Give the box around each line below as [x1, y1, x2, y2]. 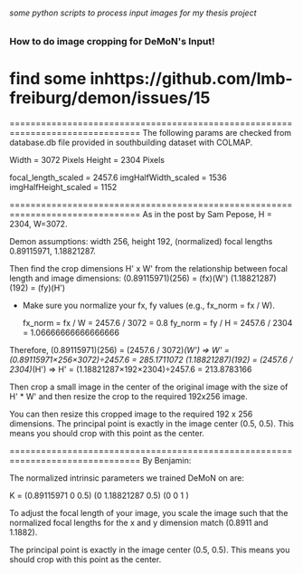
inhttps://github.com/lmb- [90, 69, 293, 90]
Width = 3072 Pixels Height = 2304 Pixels [9, 155, 166, 166]
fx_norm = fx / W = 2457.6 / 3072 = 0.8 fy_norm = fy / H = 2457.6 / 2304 [22, 318, 293, 329]
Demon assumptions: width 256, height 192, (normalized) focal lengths [9, 236, 273, 247]
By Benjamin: [142, 455, 192, 466]
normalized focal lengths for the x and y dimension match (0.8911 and [9, 517, 269, 529]
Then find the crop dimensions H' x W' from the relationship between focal [9, 263, 288, 274]
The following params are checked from [142, 128, 292, 139]
